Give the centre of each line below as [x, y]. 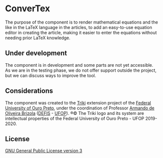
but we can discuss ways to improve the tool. [51, 75]
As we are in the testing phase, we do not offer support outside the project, [81, 70]
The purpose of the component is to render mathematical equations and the [81, 22]
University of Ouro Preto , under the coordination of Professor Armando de [80, 108]
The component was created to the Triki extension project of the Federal [78, 103]
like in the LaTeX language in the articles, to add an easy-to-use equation [79, 27]
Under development [36, 53]
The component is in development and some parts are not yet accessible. [79, 65]
